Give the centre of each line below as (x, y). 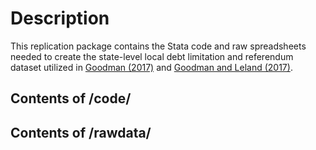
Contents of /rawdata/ (81, 132)
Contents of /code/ (71, 98)
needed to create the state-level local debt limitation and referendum (152, 56)
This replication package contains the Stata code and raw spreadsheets (158, 46)
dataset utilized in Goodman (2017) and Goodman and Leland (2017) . (151, 67)
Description (60, 18)
